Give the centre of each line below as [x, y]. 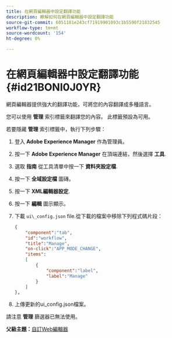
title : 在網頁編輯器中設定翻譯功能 [43, 11]
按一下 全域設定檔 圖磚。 [44, 178]
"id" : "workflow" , [46, 238]
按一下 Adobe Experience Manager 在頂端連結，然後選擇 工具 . [90, 154]
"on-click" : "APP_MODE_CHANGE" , [63, 249]
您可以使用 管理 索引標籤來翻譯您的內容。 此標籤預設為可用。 [80, 116]
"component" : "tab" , [49, 232]
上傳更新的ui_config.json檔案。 [52, 304]
